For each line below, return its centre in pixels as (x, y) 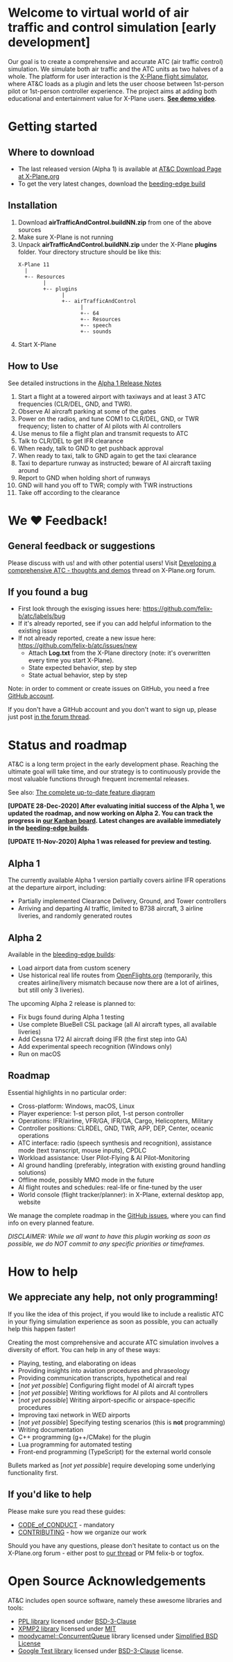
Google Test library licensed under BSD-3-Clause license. (101, 1651)
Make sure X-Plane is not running (66, 237)
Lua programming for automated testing (75, 1444)
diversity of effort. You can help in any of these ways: (84, 1349)
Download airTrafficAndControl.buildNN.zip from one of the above (115, 222)
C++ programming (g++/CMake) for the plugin (84, 1437)
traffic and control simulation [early (112, 27)
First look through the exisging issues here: (79, 609)
